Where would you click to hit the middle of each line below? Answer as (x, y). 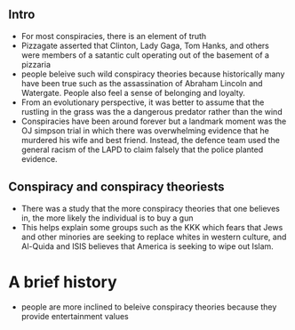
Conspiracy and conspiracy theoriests (116, 187)
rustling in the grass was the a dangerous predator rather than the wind (151, 111)
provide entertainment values (75, 316)
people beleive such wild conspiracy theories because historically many (153, 74)
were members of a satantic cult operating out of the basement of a (145, 55)
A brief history (63, 282)
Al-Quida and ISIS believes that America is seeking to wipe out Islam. (147, 246)
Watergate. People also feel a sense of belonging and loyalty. (133, 93)
